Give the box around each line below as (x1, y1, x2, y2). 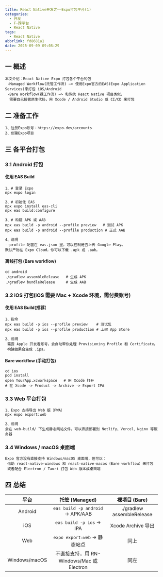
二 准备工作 (5, 111, 39, 119)
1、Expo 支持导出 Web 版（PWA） (5, 407, 65, 413)
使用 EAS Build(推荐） (5, 305, 49, 311)
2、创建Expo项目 (5, 131, 34, 136)
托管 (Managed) (59, 496, 97, 503)
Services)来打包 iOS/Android (5, 87, 62, 92)
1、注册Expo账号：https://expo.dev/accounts (5, 126, 92, 131)
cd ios (5, 369, 18, 374)
